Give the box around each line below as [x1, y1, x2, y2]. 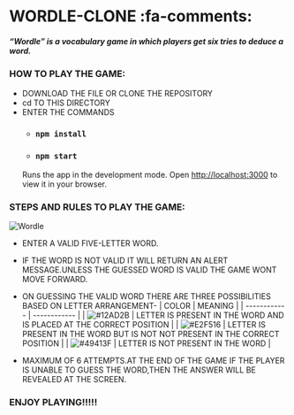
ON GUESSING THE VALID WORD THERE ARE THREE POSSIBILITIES [21, 291, 271, 302]
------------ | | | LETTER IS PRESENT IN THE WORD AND [32, 310, 284, 320]
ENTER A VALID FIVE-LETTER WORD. [21, 238, 159, 249]
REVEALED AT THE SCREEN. [21, 374, 127, 385]
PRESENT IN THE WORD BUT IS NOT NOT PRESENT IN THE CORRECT [21, 329, 280, 340]
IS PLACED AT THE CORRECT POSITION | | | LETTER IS [21, 319, 267, 330]
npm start [34, 151, 78, 161]
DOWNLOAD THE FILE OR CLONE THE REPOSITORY [21, 88, 214, 98]
